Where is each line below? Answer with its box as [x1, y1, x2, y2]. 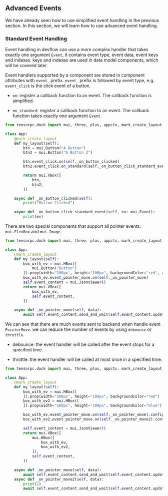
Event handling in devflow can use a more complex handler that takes [5, 47, 148, 53]
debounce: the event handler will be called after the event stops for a [12, 341, 155, 347]
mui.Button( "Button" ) [31, 266, 77, 271]
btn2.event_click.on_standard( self [23, 164, 97, 169]
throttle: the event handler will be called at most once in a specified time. [12, 356, 162, 362]
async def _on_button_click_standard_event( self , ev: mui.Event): [14, 210, 155, 215]
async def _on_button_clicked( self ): [14, 196, 93, 201]
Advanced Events [5, 4, 61, 13]
